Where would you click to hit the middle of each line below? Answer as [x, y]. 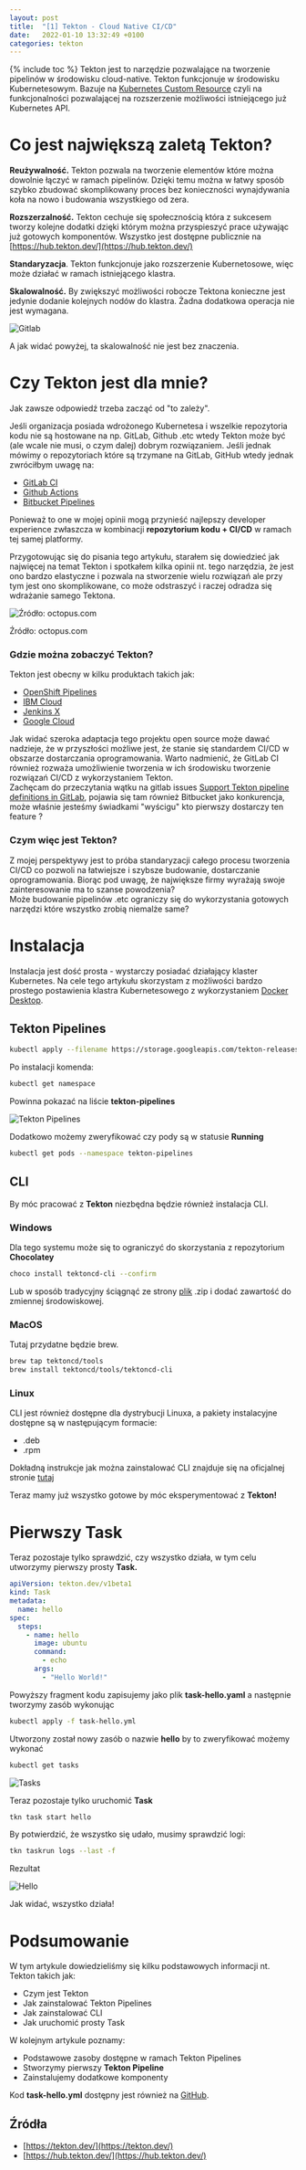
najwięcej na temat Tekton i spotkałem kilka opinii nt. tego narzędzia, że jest [152, 566]
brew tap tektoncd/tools [56, 1362]
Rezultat [25, 1869]
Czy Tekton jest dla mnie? [109, 383]
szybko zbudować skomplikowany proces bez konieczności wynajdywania [149, 190]
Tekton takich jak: [42, 1976]
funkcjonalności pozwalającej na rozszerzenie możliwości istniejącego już [148, 99]
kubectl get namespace [52, 1084]
